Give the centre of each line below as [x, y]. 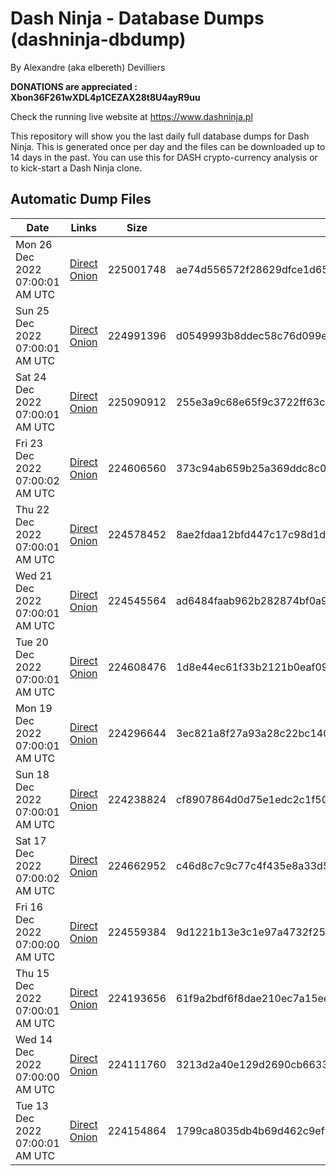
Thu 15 [32, 973]
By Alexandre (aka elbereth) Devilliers [88, 67]
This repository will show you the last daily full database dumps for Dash [160, 136]
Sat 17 [31, 840]
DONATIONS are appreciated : [74, 86]
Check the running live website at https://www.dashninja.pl [131, 116]
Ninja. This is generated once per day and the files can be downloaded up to [168, 146]
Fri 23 [29, 443]
